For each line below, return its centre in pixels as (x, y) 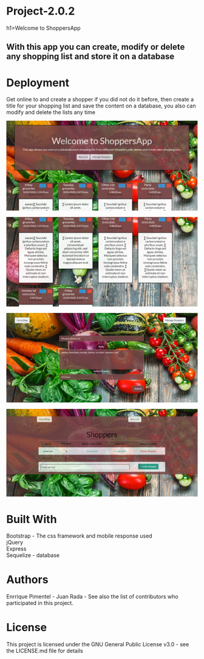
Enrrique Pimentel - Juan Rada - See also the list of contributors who (92, 596)
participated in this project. (40, 603)
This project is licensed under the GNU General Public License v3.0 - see (98, 644)
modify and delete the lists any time (51, 112)
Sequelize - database (33, 555)
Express (16, 549)
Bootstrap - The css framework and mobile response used (80, 536)
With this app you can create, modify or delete (96, 47)
